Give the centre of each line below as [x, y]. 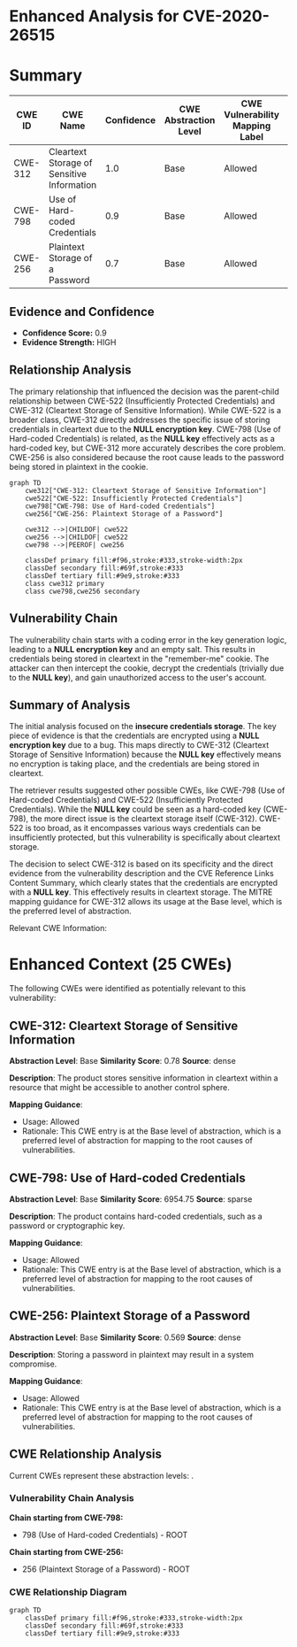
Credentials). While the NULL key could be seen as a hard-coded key [135, 809]
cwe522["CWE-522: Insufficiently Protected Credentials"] [134, 498]
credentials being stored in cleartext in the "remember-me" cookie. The [139, 658]
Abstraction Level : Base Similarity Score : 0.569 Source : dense [125, 1337]
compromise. [33, 1364]
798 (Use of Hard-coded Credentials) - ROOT [105, 1535]
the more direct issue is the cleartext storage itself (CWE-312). [144, 819]
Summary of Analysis [70, 705]
